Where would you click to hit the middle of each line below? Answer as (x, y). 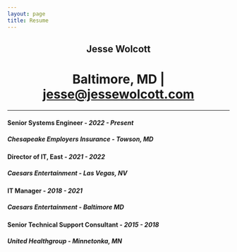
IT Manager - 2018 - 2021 (45, 191)
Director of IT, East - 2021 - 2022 (56, 157)
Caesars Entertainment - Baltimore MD (66, 207)
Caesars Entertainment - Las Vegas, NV (67, 173)
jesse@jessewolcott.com (119, 94)
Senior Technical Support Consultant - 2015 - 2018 (83, 225)
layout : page (26, 14)
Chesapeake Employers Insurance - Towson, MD (80, 139)
